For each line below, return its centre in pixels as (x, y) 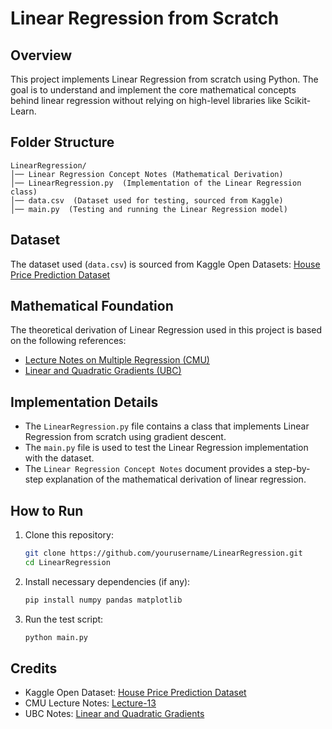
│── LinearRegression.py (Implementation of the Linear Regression (156, 183)
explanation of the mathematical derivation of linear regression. (176, 479)
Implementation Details (84, 402)
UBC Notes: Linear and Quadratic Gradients (114, 714)
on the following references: (68, 341)
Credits (34, 668)
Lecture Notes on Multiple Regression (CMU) (117, 360)
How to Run (47, 510)
